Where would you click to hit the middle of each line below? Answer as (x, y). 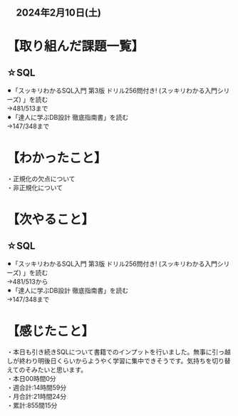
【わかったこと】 (57, 158)
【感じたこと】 (51, 331)
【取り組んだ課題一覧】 (76, 46)
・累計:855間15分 (32, 405)
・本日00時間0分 (31, 379)
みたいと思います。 (59, 370)
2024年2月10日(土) (58, 13)
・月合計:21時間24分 (37, 397)
